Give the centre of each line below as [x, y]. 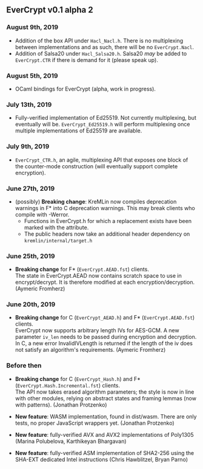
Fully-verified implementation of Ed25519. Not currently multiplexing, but [106, 118]
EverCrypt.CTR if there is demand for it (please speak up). [87, 60]
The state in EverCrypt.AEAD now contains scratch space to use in [98, 276]
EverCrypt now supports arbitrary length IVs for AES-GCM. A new [97, 330]
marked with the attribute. [56, 227]
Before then [24, 366]
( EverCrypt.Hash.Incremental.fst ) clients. [67, 385]
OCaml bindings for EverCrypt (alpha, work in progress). [85, 89]
